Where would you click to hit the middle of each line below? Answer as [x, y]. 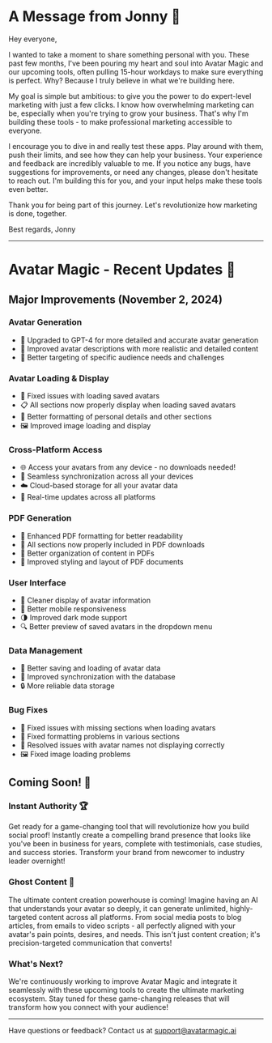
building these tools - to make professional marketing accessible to [120, 121]
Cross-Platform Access [55, 450]
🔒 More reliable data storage [67, 686]
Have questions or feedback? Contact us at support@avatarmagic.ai [123, 1030]
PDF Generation [40, 518]
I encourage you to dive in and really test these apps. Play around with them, [136, 146]
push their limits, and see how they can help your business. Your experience [136, 155]
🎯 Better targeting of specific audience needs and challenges [122, 357]
